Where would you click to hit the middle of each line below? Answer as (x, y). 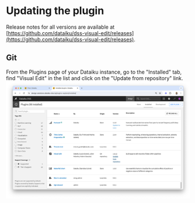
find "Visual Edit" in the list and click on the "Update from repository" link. (95, 78)
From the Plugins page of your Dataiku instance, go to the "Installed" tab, (94, 72)
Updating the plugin (55, 11)
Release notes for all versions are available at (60, 27)
